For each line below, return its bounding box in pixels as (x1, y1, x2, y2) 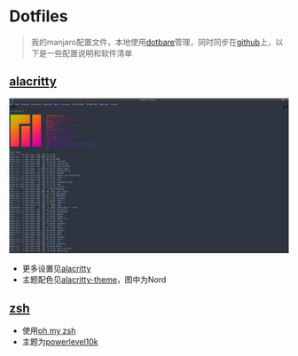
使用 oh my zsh (21, 326, 76, 336)
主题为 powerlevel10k (21, 336, 99, 347)
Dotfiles (9, 6, 68, 27)
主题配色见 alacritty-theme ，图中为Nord (21, 274, 167, 285)
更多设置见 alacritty (21, 264, 91, 274)
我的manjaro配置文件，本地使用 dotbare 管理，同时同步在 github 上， (30, 36, 276, 47)
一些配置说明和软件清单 (46, 47, 133, 59)
